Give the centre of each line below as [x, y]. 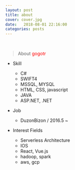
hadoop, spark [35, 157]
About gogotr [32, 54]
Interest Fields [28, 131]
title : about [19, 15]
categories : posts [25, 29]
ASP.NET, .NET [36, 101]
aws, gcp [30, 162]
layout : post [19, 10]
